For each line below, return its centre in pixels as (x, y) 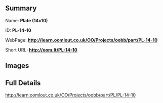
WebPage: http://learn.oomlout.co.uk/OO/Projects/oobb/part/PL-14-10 (81, 40)
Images (17, 66)
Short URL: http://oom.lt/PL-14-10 (41, 49)
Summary (21, 8)
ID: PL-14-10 (18, 30)
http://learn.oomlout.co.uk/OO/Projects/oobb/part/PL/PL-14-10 (70, 95)
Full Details (23, 83)
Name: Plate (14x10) (27, 20)
